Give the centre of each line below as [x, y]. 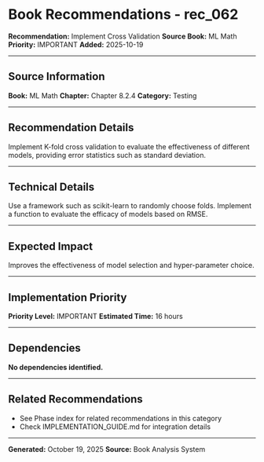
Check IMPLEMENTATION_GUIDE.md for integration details [115, 427]
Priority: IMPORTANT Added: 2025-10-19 [76, 44]
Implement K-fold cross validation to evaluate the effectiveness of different [129, 146]
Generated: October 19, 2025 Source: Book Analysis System [107, 449]
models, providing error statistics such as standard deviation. [107, 155]
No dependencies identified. [56, 367]
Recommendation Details [71, 128]
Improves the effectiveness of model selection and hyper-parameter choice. [131, 266]
